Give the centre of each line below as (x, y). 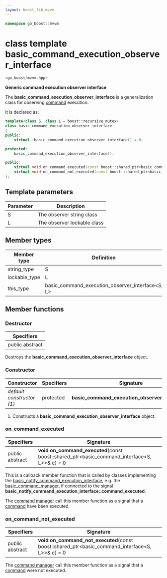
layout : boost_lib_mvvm (30, 10)
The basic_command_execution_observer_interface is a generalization (79, 97)
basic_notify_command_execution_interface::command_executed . (76, 491)
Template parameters (39, 192)
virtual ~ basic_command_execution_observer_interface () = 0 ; (79, 140)
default (16, 391)
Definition (104, 258)
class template (36, 43)
